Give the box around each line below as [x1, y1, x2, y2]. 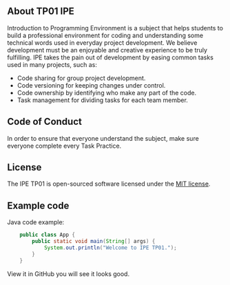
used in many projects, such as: [7, 60, 98, 68]
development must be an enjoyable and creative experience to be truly [7, 46, 208, 54]
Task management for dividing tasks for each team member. [17, 96, 188, 104]
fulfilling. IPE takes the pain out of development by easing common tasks [7, 53, 213, 61]
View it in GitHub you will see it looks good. [7, 269, 129, 278]
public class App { [19, 231, 76, 239]
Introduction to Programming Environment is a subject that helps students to [7, 23, 224, 32]
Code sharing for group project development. [17, 74, 146, 82]
